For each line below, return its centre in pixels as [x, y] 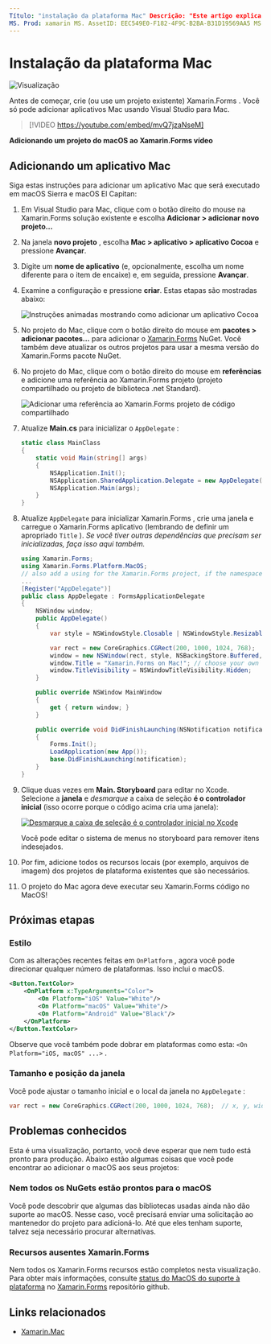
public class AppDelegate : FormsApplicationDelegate [113, 596]
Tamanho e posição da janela [67, 1074]
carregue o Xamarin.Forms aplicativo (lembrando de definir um [125, 527]
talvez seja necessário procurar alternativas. [82, 1231]
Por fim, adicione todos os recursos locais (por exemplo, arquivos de [135, 862]
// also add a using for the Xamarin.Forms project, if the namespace [142, 573]
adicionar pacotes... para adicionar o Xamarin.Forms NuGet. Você [131, 339]
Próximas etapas [52, 920]
